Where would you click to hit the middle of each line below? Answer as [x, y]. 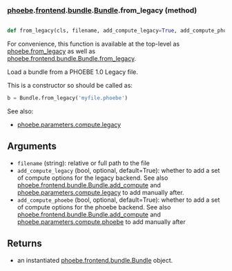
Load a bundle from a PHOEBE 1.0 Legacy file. [72, 72]
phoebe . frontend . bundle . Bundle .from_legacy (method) [102, 10]
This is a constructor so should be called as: [70, 86]
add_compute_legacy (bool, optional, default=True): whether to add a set [118, 170]
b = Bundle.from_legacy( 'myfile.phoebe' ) [68, 98]
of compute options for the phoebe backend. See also [94, 207]
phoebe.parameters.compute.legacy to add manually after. [100, 192]
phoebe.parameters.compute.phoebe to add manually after [101, 222]
